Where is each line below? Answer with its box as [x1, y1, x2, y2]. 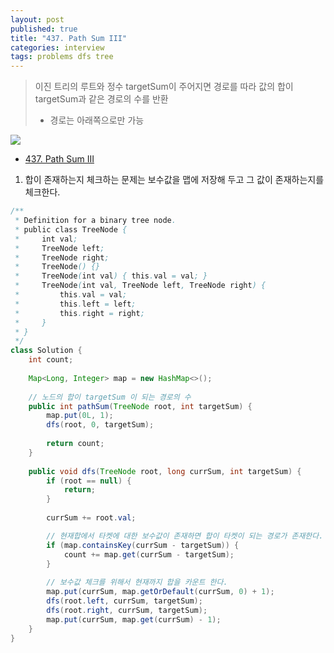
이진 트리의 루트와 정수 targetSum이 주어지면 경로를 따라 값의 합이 [34, 81, 294, 93]
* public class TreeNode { [14, 224, 128, 235]
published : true [10, 24, 78, 34]
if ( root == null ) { [46, 476, 132, 486]
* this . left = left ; [14, 299, 137, 309]
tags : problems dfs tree [10, 52, 114, 62]
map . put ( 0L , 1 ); [46, 411, 114, 421]
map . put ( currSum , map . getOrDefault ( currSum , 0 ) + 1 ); [46, 587, 275, 597]
